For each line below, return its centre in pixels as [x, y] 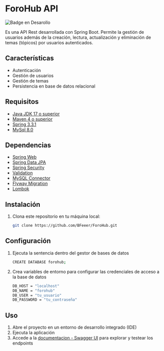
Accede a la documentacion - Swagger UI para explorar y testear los [82, 338]
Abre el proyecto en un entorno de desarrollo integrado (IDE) [75, 327]
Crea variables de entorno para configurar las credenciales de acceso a [86, 271]
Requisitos [22, 102]
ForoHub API [32, 9]
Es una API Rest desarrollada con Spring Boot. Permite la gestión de [75, 32]
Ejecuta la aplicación [33, 333]
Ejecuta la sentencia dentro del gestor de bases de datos [71, 253]
